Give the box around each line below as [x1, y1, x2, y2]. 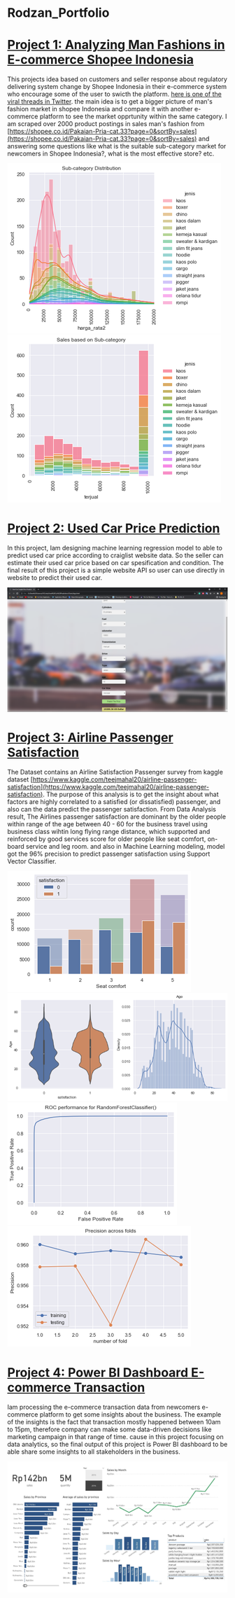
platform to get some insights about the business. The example [39, 1410, 222, 1419]
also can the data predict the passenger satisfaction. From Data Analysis [7, 805, 217, 813]
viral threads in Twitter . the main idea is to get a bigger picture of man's [7, 97, 213, 106]
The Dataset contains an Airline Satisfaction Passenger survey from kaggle [7, 767, 224, 776]
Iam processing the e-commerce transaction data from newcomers [7, 1403, 201, 1412]
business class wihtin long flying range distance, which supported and [7, 827, 211, 835]
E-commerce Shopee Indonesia [7, 52, 194, 68]
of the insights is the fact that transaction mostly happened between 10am [7, 1418, 221, 1426]
